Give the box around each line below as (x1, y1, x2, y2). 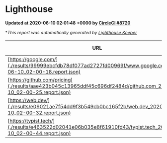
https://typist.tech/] (9, 117, 55, 124)
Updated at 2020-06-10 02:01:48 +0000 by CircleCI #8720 (5, 20, 131, 26)
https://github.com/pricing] (9, 76, 73, 83)
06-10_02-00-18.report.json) (7, 68, 81, 75)
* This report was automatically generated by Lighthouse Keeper (5, 29, 137, 35)
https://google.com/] (9, 56, 58, 63)
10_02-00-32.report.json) (7, 109, 71, 116)
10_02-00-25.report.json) (7, 88, 71, 95)
